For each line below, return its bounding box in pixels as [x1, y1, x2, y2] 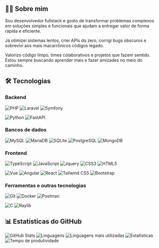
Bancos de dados [5, 127, 47, 133]
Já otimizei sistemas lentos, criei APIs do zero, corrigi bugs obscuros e [5, 37, 146, 43]
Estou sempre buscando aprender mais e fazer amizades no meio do [5, 57, 143, 63]
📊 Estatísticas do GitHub [5, 217, 82, 226]
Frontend [5, 149, 27, 156]
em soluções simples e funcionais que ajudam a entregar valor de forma [5, 23, 149, 29]
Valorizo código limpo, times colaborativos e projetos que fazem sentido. [5, 52, 151, 58]
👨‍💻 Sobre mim [5, 5, 48, 13]
